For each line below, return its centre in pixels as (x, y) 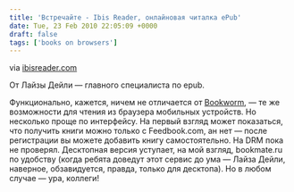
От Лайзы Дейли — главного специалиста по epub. (107, 85)
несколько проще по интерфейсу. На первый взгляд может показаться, (146, 121)
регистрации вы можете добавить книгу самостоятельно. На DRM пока (147, 140)
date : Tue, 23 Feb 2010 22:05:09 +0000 (84, 26)
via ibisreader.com (43, 68)
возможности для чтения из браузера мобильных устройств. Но (133, 112)
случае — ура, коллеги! (55, 179)
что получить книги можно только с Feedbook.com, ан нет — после (139, 131)
